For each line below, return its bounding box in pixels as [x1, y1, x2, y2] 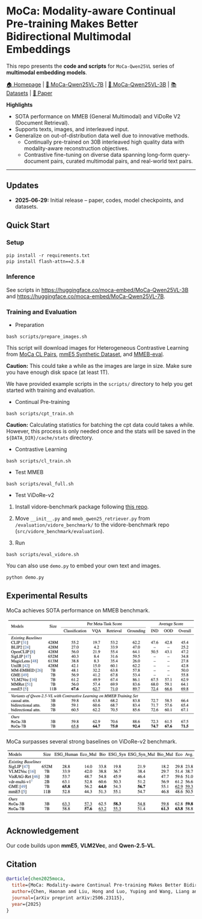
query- [173, 151, 191, 158]
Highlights [6, 101, 33, 108]
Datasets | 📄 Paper [6, 89, 53, 97]
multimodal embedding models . [6, 69, 87, 76]
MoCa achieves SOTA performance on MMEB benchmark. [6, 606, 150, 614]
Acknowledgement [6, 826, 79, 836]
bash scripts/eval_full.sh [6, 481, 74, 487]
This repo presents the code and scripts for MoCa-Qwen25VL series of [6, 62, 174, 70]
